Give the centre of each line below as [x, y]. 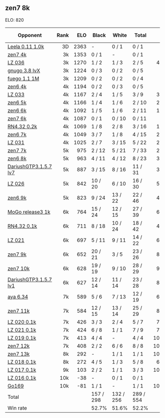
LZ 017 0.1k [22, 370]
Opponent [30, 35]
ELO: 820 [14, 20]
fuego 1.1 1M [23, 78]
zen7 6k [17, 119]
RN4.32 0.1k [22, 226]
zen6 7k [17, 134]
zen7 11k [19, 311]
